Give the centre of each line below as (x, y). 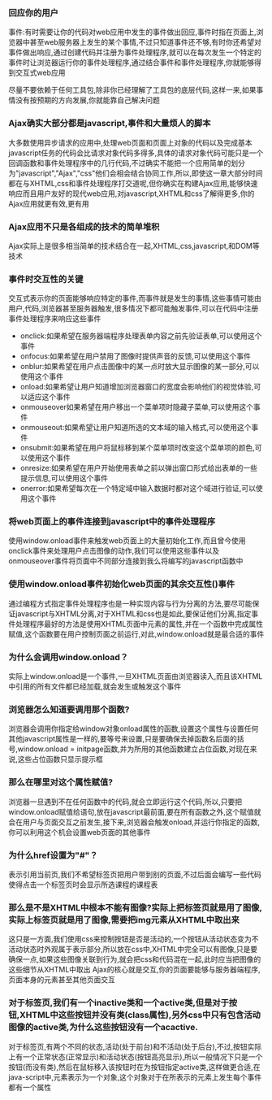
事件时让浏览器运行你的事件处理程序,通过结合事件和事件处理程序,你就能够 (132, 63)
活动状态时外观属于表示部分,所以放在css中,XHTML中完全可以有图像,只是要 (133, 950)
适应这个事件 (49, 397)
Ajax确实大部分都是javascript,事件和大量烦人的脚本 (110, 124)
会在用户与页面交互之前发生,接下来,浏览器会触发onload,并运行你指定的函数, (134, 822)
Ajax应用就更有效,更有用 (49, 203)
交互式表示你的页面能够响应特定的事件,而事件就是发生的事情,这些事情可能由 (135, 298)
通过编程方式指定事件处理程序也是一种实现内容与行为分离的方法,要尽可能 (131, 603)
